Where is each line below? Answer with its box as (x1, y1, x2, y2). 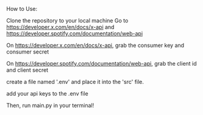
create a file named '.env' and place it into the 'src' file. (6, 78, 144, 85)
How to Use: (6, 5, 38, 12)
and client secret (6, 66, 49, 74)
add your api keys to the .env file (6, 90, 88, 97)
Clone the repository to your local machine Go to (6, 17, 129, 24)
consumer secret (6, 48, 49, 55)
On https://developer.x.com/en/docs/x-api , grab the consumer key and (6, 42, 185, 49)
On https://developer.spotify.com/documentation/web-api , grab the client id (6, 60, 197, 67)
